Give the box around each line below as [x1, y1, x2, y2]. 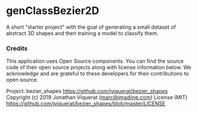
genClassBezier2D [6, 4, 99, 18]
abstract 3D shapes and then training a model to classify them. [6, 29, 159, 36]
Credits [6, 44, 28, 52]
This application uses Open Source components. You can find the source [6, 57, 184, 65]
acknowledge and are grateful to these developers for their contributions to [6, 70, 189, 77]
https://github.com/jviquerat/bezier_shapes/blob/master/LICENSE [6, 100, 166, 107]
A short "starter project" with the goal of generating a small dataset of [6, 23, 176, 30]
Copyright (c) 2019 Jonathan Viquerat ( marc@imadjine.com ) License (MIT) [6, 94, 188, 101]
